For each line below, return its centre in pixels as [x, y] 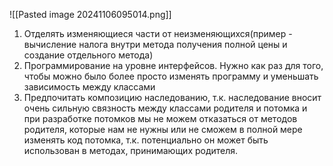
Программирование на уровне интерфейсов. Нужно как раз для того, [173, 65]
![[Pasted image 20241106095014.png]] [90, 14]
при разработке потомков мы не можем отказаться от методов [160, 118]
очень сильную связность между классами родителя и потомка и [165, 108]
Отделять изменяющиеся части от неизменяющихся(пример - [158, 33]
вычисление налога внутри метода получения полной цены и [155, 44]
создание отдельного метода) [88, 55]
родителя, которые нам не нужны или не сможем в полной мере [163, 129]
